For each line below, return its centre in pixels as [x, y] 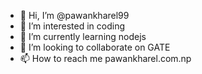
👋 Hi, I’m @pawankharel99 [74, 15]
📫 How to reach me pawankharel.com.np [105, 58]
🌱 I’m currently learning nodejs [83, 36]
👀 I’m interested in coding [72, 26]
